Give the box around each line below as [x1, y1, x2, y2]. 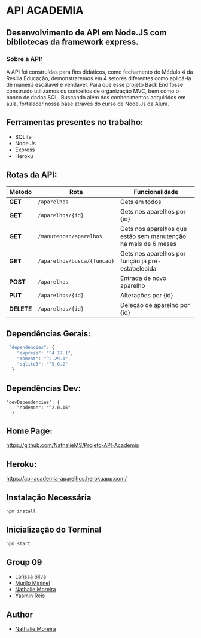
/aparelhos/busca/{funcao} [38, 257, 115, 264]
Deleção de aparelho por [120, 300, 190, 309]
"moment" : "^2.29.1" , [17, 356, 71, 362]
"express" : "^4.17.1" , [17, 350, 74, 356]
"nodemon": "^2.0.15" [17, 405, 71, 411]
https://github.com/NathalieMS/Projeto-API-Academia [6, 442, 139, 449]
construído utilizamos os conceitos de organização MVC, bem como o [6, 87, 179, 95]
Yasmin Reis [14, 592, 45, 599]
